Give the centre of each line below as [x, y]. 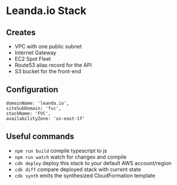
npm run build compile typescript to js [61, 150]
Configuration [32, 90]
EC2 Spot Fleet [33, 59]
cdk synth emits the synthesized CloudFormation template [85, 175]
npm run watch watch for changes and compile [71, 157]
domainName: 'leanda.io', [38, 103]
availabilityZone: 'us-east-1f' [45, 118]
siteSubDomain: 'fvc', [34, 108]
